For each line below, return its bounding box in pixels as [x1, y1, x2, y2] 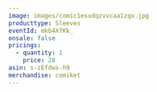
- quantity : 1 [15, 49, 63, 57]
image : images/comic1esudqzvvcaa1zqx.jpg [8, 11, 150, 20]
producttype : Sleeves [8, 19, 81, 27]
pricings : [8, 42, 42, 50]
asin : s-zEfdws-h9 [8, 64, 70, 72]
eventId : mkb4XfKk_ [8, 26, 74, 34]
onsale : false [8, 34, 56, 42]
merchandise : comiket [8, 71, 81, 79]
